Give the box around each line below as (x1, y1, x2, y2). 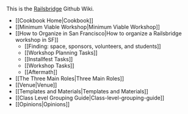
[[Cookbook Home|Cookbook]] (15, 17, 93, 24)
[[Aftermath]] (24, 69, 58, 75)
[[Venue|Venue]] (15, 81, 57, 89)
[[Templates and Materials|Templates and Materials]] (15, 88, 148, 95)
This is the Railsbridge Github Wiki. (6, 5, 95, 12)
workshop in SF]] (15, 36, 59, 43)
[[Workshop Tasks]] (24, 62, 74, 69)
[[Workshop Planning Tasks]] (24, 49, 98, 56)
